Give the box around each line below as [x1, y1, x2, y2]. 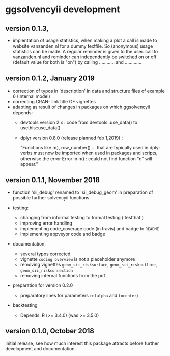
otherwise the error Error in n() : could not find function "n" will [20, 155, 152, 162]
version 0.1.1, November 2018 [5, 175, 100, 185]
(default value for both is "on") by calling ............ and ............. [12, 59, 142, 65]
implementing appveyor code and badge [20, 231, 105, 237]
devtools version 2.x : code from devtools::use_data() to [20, 119, 138, 125]
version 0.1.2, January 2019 [5, 74, 95, 83]
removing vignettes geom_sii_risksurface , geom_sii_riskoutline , [20, 261, 157, 268]
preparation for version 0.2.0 [12, 282, 73, 288]
